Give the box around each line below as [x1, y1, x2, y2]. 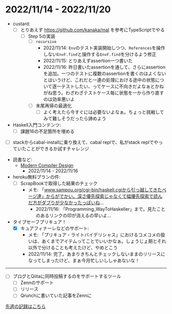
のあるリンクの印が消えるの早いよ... [35, 212, 112, 219]
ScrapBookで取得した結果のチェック [20, 180, 98, 187]
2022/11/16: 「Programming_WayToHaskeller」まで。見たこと [35, 206, 166, 212]
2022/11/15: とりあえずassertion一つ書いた [43, 58, 133, 64]
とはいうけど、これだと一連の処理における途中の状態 [43, 77, 156, 83]
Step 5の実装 [28, 33, 55, 39]
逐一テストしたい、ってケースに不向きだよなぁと [52, 83, 155, 89]
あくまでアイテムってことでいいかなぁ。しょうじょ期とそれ [41, 238, 166, 245]
